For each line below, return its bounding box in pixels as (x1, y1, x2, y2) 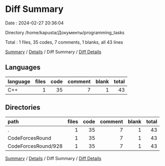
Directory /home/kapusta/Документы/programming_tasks (5, 29, 125, 35)
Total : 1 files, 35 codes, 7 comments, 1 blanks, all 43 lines (5, 39, 123, 45)
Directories (5, 103, 41, 112)
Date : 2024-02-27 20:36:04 (5, 20, 64, 26)
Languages (5, 63, 41, 72)
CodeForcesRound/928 (7, 143, 63, 150)
